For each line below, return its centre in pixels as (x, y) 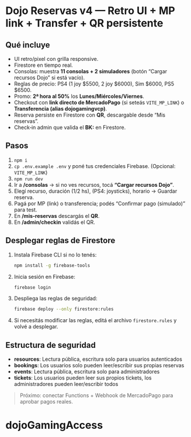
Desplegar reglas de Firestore (60, 240)
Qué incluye (28, 45)
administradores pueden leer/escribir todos (66, 384)
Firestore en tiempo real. (44, 65)
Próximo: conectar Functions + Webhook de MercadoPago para (96, 395)
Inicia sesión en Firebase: (44, 276)
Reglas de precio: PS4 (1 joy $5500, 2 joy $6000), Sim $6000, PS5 (94, 84)
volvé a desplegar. (36, 327)
